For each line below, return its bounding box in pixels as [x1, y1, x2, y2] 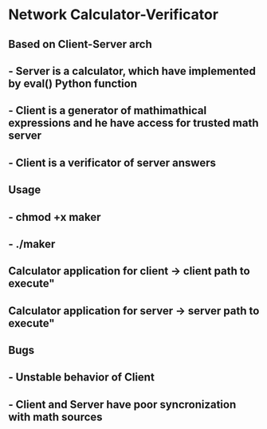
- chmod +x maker [8, 210, 101, 224]
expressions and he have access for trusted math [8, 116, 259, 130]
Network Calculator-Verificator [8, 6, 219, 24]
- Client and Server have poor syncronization [8, 397, 237, 411]
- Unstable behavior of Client [8, 371, 155, 384]
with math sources [8, 410, 103, 423]
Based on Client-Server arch [8, 37, 153, 51]
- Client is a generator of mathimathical [8, 104, 207, 117]
